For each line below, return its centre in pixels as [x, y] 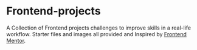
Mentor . [16, 40]
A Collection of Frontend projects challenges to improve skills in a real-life [99, 28]
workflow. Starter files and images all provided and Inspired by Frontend [97, 34]
